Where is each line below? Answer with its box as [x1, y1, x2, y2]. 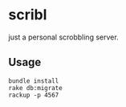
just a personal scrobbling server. [8, 32, 119, 42]
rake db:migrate [8, 84, 63, 92]
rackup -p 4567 [8, 91, 59, 99]
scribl [8, 6, 47, 24]
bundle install [8, 76, 59, 85]
